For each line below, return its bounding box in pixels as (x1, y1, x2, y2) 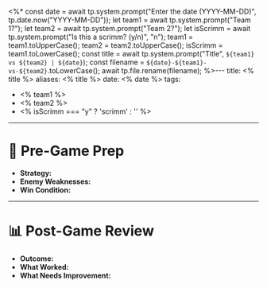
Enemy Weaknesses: (19, 177, 91, 186)
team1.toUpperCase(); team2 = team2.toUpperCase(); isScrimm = (8, 41, 224, 50)
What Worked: (19, 262, 69, 271)
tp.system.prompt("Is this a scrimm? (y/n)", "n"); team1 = (8, 32, 193, 41)
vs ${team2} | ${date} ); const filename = (8, 57, 145, 67)
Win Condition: (19, 185, 72, 194)
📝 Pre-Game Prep (8, 142, 125, 160)
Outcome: (19, 254, 54, 263)
